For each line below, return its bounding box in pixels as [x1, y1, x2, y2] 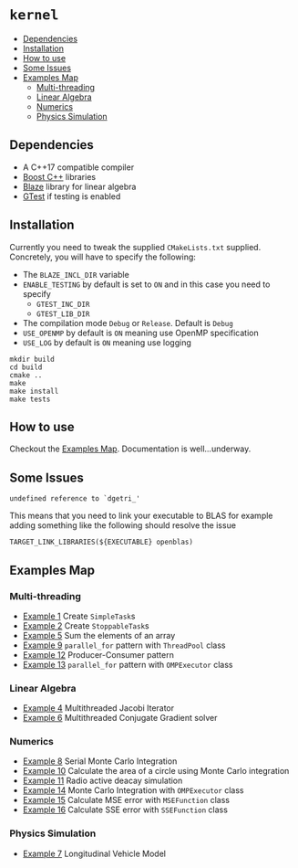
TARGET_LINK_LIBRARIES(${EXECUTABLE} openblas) [9, 537, 194, 547]
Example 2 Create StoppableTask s [22, 619, 149, 631]
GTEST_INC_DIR [36, 300, 90, 309]
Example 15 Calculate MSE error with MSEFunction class [22, 795, 231, 806]
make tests [9, 395, 51, 404]
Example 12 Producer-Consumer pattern [22, 649, 175, 660]
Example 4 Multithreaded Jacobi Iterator [22, 703, 175, 714]
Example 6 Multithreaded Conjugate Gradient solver [22, 713, 218, 724]
